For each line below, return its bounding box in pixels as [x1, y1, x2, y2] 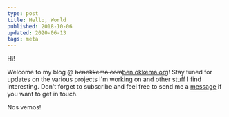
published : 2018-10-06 [7, 23, 73, 30]
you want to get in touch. [7, 90, 78, 98]
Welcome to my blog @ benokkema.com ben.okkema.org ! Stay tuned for [7, 68, 212, 76]
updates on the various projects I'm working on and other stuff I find [7, 75, 202, 83]
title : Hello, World [7, 17, 67, 23]
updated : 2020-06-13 [7, 29, 67, 36]
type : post [7, 10, 39, 17]
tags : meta [7, 36, 39, 43]
